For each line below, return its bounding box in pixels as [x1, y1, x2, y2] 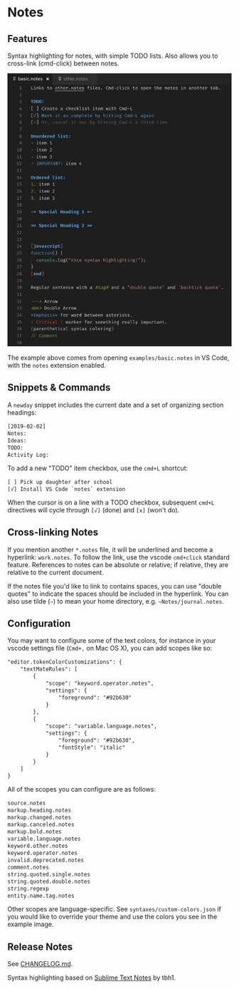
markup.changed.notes [7, 814, 72, 822]
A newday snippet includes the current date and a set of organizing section [7, 400, 224, 409]
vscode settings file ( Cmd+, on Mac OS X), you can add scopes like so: [7, 644, 213, 653]
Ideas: [7, 437, 27, 444]
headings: [7, 408, 37, 417]
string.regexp [7, 885, 50, 893]
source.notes [7, 799, 46, 807]
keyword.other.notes [7, 842, 69, 850]
